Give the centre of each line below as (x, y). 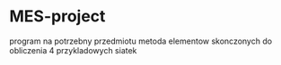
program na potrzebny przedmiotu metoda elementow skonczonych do (140, 41)
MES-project (57, 16)
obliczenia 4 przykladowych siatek (73, 50)
